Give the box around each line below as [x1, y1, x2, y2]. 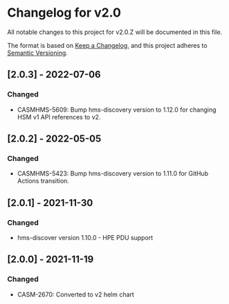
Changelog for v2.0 [7, 5, 121, 21]
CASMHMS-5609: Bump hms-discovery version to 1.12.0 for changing [17, 105, 217, 114]
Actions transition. [17, 177, 69, 185]
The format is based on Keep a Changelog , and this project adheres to [7, 41, 208, 49]
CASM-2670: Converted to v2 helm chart [17, 290, 135, 298]
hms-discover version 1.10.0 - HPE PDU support [17, 234, 154, 242]
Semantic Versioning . [7, 49, 68, 57]
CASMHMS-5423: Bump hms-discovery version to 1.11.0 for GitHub [17, 169, 209, 178]
